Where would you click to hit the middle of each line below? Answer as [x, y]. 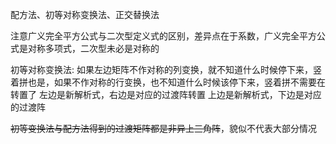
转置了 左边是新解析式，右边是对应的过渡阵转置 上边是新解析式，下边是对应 [166, 94]
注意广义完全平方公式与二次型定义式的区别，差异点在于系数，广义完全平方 [163, 36]
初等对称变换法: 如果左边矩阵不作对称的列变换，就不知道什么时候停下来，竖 [166, 69]
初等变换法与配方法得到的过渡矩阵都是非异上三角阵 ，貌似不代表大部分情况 [163, 128]
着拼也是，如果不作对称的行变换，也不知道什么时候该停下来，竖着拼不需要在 [168, 82]
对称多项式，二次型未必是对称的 [93, 48]
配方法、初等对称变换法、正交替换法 [85, 14]
